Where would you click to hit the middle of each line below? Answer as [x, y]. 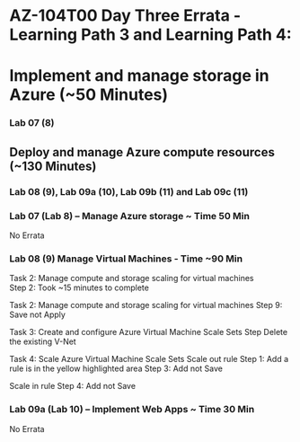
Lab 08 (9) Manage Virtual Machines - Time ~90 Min [126, 259]
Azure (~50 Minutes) [89, 95]
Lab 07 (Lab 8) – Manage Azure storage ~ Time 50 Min [129, 216]
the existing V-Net [43, 341]
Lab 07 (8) [32, 123]
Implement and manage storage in [139, 76]
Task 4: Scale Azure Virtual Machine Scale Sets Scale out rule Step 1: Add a [149, 359]
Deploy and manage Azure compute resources [142, 152]
